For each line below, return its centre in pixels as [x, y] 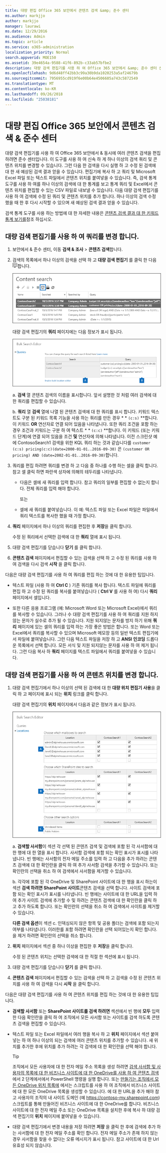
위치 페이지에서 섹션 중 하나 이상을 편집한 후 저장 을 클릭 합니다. [73, 946]
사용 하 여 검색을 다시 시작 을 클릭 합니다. [61, 983]
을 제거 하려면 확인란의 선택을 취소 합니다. [52, 935]
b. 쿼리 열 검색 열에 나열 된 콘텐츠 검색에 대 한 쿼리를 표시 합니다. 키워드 [81, 412]
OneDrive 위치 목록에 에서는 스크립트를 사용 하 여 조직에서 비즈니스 [82, 1085]
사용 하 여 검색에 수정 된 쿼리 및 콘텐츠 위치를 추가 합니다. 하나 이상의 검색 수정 [81, 196]
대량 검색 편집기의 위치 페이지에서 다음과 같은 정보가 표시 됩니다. [74, 704]
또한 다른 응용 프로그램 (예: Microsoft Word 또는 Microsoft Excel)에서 [80, 608]
